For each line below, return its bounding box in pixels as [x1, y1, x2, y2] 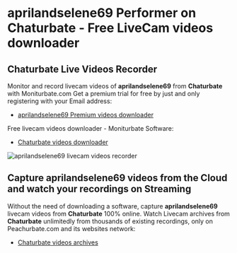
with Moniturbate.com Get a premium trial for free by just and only [7, 90, 200, 98]
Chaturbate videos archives [17, 238, 99, 247]
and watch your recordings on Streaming [7, 183, 192, 195]
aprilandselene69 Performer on [7, 5, 197, 21]
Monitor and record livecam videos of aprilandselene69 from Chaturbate [7, 82, 223, 90]
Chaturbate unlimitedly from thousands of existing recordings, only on [7, 217, 214, 225]
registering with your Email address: [7, 97, 112, 105]
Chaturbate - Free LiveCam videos [7, 20, 214, 36]
